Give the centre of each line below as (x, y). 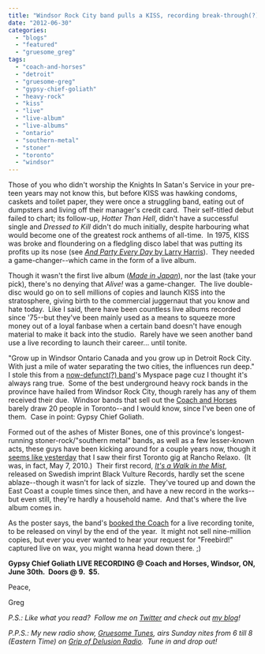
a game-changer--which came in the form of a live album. (103, 261)
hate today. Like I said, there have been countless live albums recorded (125, 310)
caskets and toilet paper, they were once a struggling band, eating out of (126, 201)
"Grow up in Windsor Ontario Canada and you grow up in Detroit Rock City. (130, 358)
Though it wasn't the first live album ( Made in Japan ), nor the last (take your (132, 276)
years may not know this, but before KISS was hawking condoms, (131, 194)
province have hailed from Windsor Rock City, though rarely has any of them (132, 392)
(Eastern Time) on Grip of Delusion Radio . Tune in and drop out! (113, 641)
